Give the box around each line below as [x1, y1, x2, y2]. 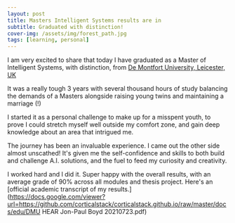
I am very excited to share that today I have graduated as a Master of [7, 56, 207, 64]
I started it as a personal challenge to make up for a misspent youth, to [7, 113, 211, 122]
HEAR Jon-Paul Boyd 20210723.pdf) [41, 208, 147, 216]
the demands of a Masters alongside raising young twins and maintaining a [7, 92, 224, 101]
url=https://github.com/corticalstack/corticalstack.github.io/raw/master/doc [7, 200, 227, 208]
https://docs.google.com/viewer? [9, 193, 106, 201]
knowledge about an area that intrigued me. [7, 128, 134, 136]
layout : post [7, 10, 46, 18]
